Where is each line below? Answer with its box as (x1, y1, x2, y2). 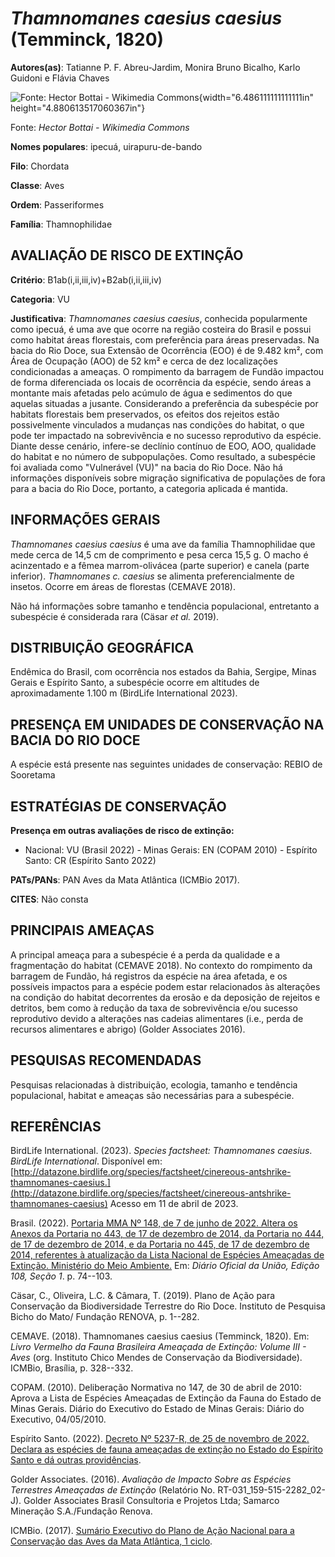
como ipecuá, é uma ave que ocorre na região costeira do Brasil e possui (10, 323, 312, 335)
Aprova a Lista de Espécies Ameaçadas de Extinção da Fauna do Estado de (10, 1392, 322, 1404)
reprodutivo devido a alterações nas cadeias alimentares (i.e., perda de (10, 1012, 304, 1024)
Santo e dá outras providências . (10, 1454, 142, 1466)
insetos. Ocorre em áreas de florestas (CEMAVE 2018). (10, 580, 236, 592)
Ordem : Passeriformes (10, 198, 105, 211)
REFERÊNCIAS (10, 1118, 102, 1136)
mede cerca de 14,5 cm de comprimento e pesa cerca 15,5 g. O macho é (10, 548, 309, 561)
